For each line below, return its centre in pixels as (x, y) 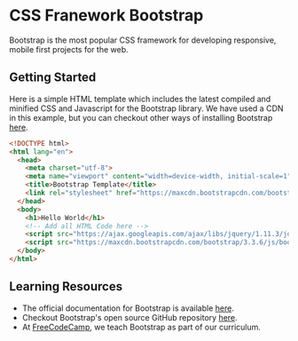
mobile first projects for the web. (69, 49)
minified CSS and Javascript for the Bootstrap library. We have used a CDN (146, 108)
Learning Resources (66, 286)
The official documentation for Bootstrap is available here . (128, 308)
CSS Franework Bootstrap (106, 16)
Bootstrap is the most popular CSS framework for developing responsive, (143, 40)
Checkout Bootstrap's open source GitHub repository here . (129, 317)
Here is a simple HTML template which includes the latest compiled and (140, 99)
